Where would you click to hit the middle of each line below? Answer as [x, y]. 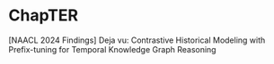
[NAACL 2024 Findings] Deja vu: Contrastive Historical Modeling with [137, 40]
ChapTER [43, 16]
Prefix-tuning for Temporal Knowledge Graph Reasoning [112, 49]
